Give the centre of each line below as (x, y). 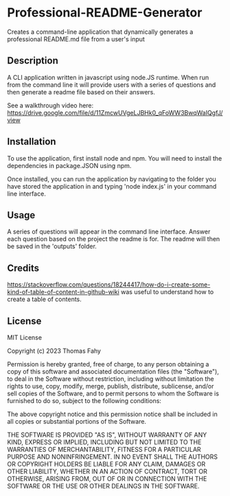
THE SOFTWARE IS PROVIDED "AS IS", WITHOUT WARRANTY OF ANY (107, 435)
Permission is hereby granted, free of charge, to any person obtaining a (108, 364)
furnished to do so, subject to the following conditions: (84, 401)
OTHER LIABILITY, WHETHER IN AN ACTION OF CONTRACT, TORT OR (107, 471)
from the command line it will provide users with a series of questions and (112, 85)
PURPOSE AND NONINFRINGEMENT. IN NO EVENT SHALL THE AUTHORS (113, 457)
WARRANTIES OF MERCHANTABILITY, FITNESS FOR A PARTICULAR (104, 449)
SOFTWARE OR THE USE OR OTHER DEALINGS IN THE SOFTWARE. (103, 486)
